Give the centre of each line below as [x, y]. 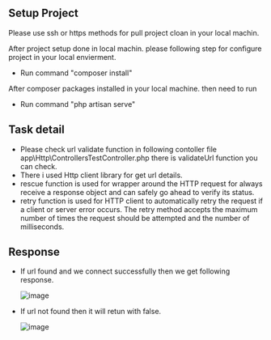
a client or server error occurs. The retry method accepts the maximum [139, 209]
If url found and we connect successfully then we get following [125, 271]
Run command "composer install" [76, 73]
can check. [39, 166]
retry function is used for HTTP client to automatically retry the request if [141, 201]
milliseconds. [42, 227]
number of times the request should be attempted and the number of [135, 218]
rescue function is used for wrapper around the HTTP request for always [141, 183]
